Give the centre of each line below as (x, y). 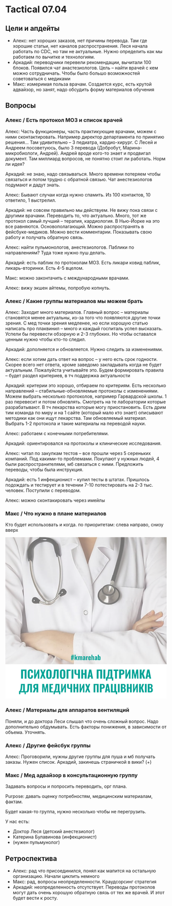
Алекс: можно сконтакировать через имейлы (55, 500)
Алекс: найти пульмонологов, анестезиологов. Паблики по (70, 247)
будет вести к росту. (35, 898)
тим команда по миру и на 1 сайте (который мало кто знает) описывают (84, 413)
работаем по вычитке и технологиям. (54, 57)
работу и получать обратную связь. (45, 237)
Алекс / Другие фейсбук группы (48, 745)
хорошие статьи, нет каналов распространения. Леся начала (80, 46)
